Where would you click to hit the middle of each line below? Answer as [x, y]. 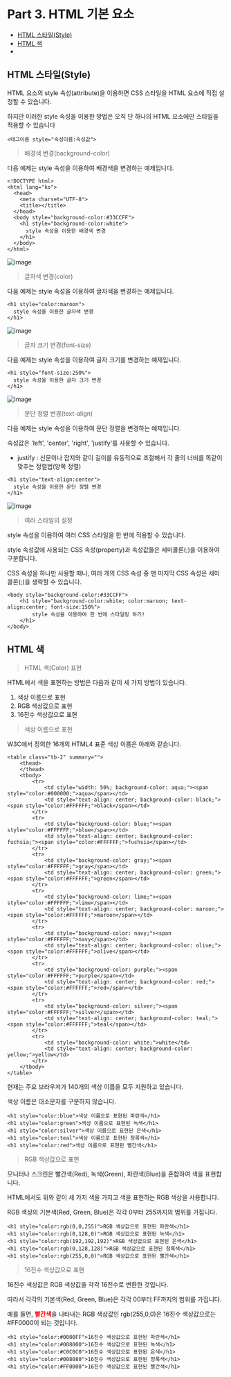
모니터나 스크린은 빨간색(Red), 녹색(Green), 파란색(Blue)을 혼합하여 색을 [105, 1174]
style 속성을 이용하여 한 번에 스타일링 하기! [89, 614]
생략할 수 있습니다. [57, 582]
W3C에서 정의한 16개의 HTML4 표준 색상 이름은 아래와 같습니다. [94, 744]
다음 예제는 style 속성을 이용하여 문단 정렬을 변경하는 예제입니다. [94, 428]
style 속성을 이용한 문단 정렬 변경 [57, 487]
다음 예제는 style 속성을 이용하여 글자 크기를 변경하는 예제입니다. [94, 360]
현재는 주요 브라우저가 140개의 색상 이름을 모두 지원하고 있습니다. [95, 1086]
